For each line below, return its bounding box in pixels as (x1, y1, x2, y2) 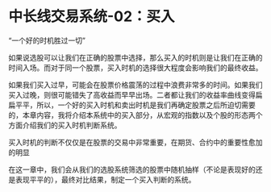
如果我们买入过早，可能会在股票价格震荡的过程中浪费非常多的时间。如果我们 (8, 80, 263, 90)
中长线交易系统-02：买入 (8, 7, 175, 26)
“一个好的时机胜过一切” (8, 35, 86, 45)
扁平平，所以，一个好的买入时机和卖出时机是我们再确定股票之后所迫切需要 (8, 100, 256, 110)
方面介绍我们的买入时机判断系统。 (8, 120, 122, 130)
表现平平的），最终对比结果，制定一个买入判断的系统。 (15, 174, 196, 184)
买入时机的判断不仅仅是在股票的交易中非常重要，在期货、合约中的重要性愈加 (8, 137, 263, 147)
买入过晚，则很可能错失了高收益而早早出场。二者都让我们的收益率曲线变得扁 (8, 90, 263, 99)
